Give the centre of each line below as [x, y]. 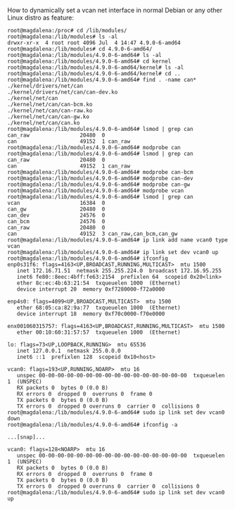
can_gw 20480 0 [56, 209]
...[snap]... [26, 437]
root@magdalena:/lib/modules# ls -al [63, 37]
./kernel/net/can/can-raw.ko [50, 111]
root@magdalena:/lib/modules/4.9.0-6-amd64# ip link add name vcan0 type [118, 240]
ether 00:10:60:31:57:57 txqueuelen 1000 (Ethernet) [99, 332]
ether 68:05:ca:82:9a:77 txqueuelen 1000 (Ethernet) [99, 308]
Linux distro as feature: [40, 18]
